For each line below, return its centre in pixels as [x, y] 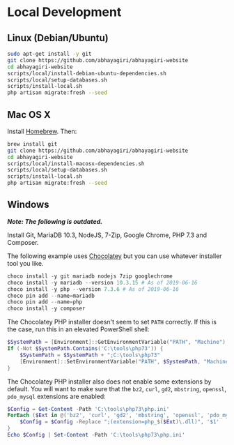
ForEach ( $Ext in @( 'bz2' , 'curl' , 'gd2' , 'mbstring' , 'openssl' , [106, 416]
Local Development [64, 12]
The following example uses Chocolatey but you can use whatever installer [115, 256]
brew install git [32, 144]
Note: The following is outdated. [55, 221]
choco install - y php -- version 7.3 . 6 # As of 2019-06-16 [93, 289]
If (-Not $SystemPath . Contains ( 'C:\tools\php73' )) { [85, 349]
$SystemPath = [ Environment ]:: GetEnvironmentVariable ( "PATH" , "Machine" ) [117, 342]
